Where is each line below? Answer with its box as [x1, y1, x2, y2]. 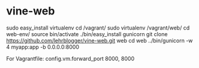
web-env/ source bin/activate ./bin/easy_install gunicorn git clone [6, 30, 168, 37]
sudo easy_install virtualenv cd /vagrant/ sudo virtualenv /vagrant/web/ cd [6, 24, 190, 31]
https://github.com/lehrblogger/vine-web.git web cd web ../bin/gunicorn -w [6, 37, 193, 44]
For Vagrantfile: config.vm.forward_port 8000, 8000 [6, 55, 135, 62]
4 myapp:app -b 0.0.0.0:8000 [6, 43, 80, 51]
